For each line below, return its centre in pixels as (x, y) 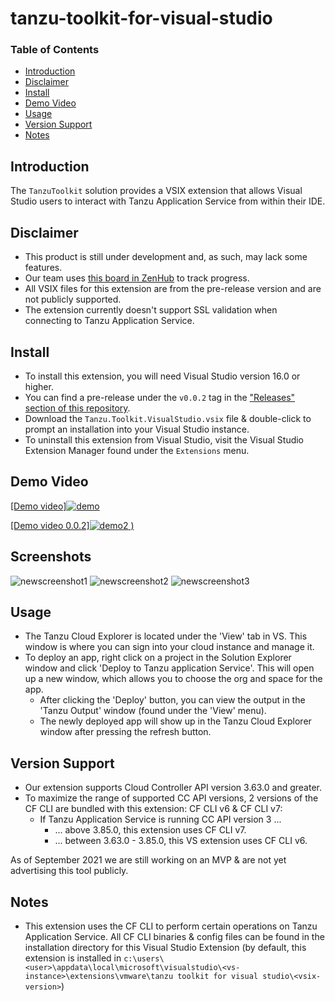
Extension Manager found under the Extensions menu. (137, 450)
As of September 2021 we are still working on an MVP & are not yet (148, 860)
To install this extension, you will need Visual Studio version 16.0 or (162, 376)
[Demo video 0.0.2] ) (72, 525)
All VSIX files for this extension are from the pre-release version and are (173, 289)
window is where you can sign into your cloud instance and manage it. (169, 647)
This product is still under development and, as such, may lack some (166, 257)
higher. (39, 386)
